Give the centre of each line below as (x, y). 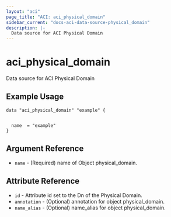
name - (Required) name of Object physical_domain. (76, 163)
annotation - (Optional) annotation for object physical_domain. (90, 201)
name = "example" (34, 125)
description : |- (26, 28)
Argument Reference (45, 149)
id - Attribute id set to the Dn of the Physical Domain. (78, 195)
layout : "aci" (23, 11)
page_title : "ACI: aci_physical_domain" (56, 17)
